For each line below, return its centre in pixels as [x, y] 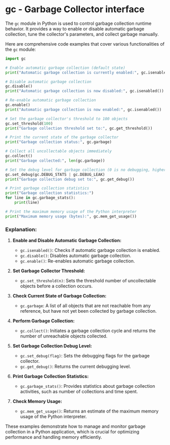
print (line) [27, 203]
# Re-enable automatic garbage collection [51, 100]
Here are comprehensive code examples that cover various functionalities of [85, 44]
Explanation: [21, 229]
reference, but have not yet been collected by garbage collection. [88, 311]
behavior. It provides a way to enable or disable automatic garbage [75, 28]
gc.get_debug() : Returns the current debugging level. [75, 366]
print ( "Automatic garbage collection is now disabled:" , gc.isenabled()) [85, 91]
